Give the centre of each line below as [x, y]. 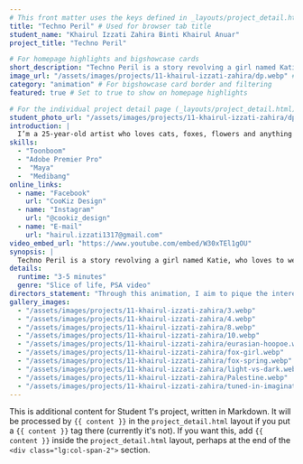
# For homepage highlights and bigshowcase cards [105, 60]
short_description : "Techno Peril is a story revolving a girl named [143, 68]
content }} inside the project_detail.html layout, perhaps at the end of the [150, 441]
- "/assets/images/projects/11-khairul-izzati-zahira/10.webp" [138, 336]
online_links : [36, 185]
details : [26, 269]
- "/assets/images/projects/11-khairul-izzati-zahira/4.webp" [137, 319]
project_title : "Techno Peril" [68, 43]
